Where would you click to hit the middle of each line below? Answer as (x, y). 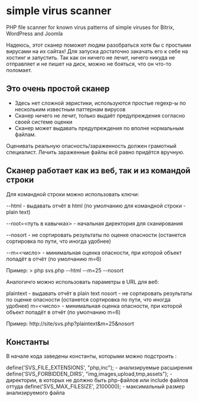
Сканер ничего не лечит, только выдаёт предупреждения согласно (100, 115)
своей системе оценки (43, 122)
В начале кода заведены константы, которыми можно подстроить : (92, 356)
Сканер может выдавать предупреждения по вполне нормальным (99, 128)
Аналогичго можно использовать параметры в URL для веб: (83, 281)
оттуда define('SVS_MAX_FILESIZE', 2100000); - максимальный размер (95, 387)
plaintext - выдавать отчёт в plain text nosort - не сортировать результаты (99, 293)
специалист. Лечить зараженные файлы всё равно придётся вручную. (95, 152)
